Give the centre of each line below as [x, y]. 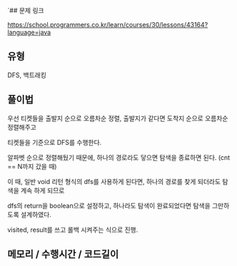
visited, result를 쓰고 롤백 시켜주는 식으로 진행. [73, 230]
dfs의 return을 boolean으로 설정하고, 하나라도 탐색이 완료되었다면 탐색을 [109, 205]
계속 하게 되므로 [42, 190]
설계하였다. [36, 214]
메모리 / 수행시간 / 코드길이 [63, 254]
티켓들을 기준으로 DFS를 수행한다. [55, 142]
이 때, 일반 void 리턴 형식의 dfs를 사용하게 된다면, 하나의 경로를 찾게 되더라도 [114, 181]
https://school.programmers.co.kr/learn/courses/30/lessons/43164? [108, 25]
